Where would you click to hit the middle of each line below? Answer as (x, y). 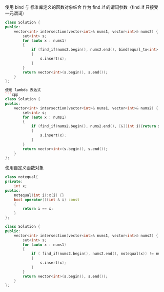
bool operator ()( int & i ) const (47, 200)
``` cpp (12, 95)
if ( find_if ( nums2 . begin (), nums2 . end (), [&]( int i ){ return (93, 126)
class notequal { (21, 177)
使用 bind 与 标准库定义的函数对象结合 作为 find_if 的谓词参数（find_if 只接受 (82, 7)
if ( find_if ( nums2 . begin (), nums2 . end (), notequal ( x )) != (92, 254)
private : (14, 182)
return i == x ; (38, 209)
